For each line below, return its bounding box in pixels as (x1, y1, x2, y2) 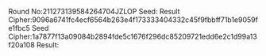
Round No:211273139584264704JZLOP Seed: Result (8, 7, 180, 16)
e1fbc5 (8, 24, 30, 32)
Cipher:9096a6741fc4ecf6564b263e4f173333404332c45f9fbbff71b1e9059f (8, 15, 258, 24)
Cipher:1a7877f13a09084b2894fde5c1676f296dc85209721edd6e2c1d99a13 (8, 32, 258, 41)
